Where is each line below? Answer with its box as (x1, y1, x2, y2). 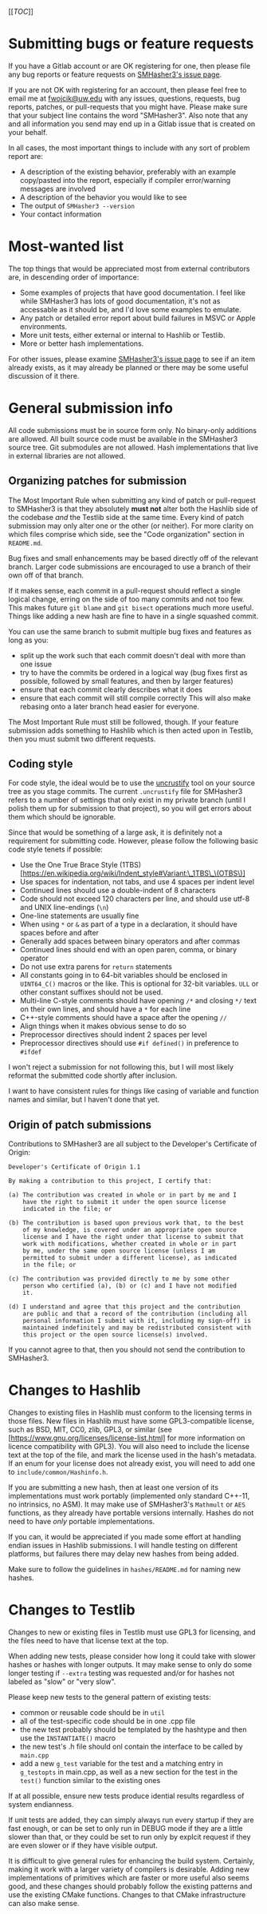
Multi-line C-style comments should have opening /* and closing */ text (19, 996, 257, 1006)
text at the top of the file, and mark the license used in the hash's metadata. (8, 1450, 257, 1460)
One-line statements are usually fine (19, 911, 139, 921)
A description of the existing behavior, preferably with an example (19, 167, 237, 177)
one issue (19, 659, 53, 669)
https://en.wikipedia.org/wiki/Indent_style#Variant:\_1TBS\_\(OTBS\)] (22, 868, 245, 878)
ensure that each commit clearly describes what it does (19, 685, 203, 694)
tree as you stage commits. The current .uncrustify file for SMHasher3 (8, 787, 243, 796)
